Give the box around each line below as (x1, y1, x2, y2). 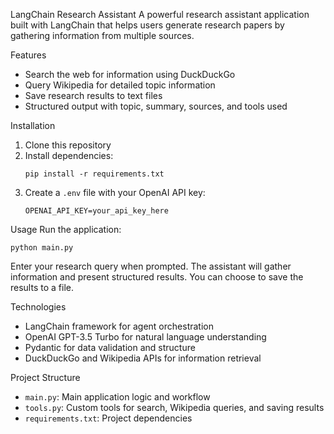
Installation (10, 120, 56, 131)
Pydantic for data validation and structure (24, 342, 196, 353)
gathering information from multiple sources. (10, 30, 195, 41)
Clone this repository (24, 139, 112, 151)
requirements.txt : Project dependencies (24, 412, 193, 424)
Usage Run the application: (10, 224, 122, 235)
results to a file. (10, 282, 74, 293)
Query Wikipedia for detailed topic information (24, 79, 216, 91)
